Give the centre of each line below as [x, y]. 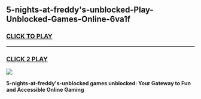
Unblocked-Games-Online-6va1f [68, 19]
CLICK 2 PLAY [27, 59]
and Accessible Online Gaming [45, 89]
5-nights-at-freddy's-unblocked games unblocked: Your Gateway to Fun [99, 83]
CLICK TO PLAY [29, 37]
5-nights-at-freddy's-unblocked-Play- [80, 10]
